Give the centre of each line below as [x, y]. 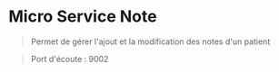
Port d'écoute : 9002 [70, 58]
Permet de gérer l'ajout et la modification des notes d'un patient [150, 41]
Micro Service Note [83, 17]
